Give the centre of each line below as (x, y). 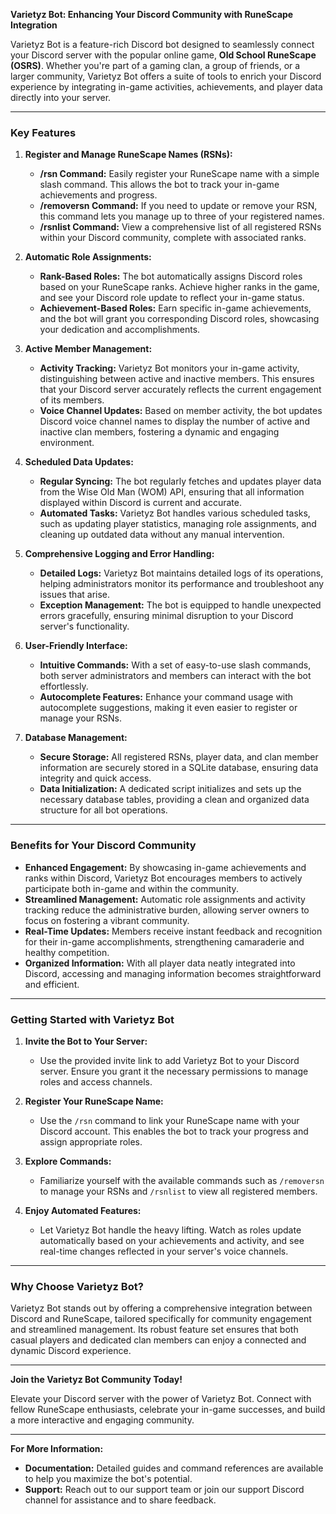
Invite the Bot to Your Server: (86, 1041)
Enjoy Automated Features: (83, 1210)
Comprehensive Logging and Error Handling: (119, 554)
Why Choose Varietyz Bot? (77, 1286)
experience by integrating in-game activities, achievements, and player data (166, 87)
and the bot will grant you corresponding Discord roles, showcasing (179, 319)
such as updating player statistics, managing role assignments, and (178, 524)
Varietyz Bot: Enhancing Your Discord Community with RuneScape (152, 14)
